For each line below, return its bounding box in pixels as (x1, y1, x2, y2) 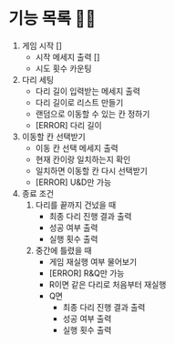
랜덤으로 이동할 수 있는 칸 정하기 (35, 108, 150, 119)
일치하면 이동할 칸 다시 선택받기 (35, 165, 148, 176)
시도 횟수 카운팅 (35, 63, 92, 74)
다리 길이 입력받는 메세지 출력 (35, 86, 140, 96)
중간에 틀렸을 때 (35, 245, 92, 256)
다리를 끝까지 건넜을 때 (35, 199, 117, 210)
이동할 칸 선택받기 (21, 131, 86, 142)
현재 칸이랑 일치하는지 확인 (35, 154, 131, 165)
